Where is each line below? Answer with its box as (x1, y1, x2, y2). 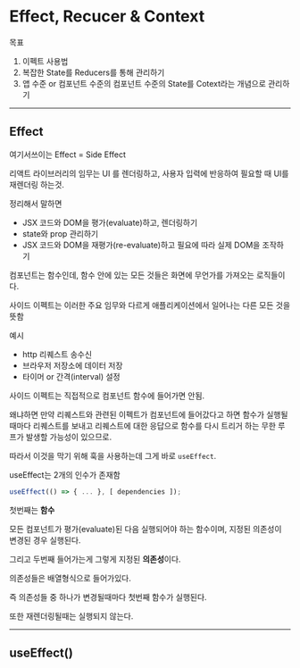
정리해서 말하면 (9, 198, 62, 209)
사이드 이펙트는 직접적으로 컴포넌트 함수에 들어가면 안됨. (9, 390, 205, 401)
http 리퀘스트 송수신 (21, 348, 92, 359)
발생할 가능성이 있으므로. (25, 431, 112, 442)
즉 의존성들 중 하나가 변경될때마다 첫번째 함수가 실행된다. (9, 591, 207, 602)
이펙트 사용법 (21, 55, 69, 66)
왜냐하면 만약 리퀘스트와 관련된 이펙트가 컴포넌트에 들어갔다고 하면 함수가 (9, 409, 265, 420)
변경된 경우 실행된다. (9, 534, 81, 546)
